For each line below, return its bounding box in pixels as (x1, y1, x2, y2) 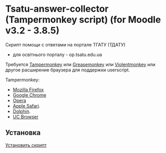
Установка (5, 129, 41, 137)
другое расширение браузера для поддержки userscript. (5, 67, 130, 73)
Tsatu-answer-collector (5, 3, 109, 15)
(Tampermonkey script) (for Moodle (5, 14, 161, 25)
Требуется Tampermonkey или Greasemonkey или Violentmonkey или (5, 61, 156, 67)
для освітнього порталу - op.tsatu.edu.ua (12, 52, 102, 58)
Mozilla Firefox (12, 86, 44, 92)
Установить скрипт (5, 142, 47, 148)
